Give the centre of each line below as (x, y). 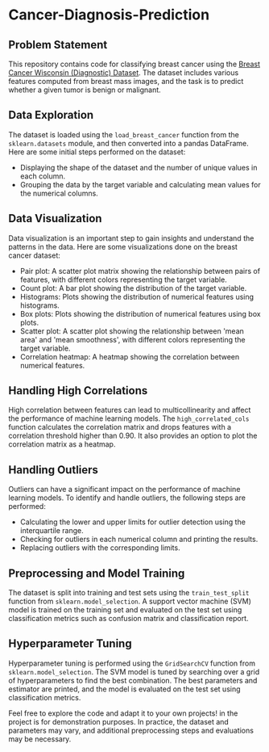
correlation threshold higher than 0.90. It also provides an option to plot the (133, 436)
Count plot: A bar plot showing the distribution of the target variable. (133, 288)
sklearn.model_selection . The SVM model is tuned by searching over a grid (134, 671)
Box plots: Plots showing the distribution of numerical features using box (140, 313)
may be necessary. (40, 739)
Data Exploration (51, 115)
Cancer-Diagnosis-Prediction (109, 15)
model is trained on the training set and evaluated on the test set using (125, 610)
